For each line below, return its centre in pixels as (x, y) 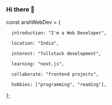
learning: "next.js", (38, 64)
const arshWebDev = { (33, 22)
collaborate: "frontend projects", (55, 74)
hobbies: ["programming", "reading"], (59, 85)
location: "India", (35, 44)
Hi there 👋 (21, 9)
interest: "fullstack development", (56, 54)
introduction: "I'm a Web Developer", (59, 33)
